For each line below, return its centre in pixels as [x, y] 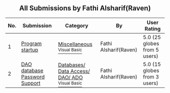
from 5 [151, 50]
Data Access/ [74, 71]
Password [33, 76]
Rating [153, 29]
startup [30, 50]
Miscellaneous [75, 44]
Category [77, 26]
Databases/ [72, 65]
